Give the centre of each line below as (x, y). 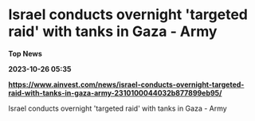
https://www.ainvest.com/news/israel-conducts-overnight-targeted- (126, 84)
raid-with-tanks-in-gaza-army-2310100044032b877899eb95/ (115, 92)
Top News (25, 53)
